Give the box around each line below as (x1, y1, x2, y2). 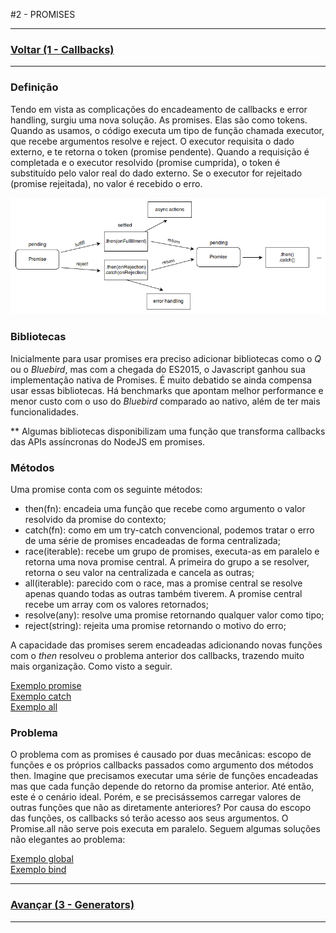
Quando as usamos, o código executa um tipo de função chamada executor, (10, 124, 325, 136)
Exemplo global (10, 853, 74, 865)
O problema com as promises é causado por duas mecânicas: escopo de (10, 749, 312, 761)
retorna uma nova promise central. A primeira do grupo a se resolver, (24, 556, 310, 568)
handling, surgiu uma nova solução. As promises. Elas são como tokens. (10, 114, 308, 126)
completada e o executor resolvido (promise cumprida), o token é (10, 156, 281, 168)
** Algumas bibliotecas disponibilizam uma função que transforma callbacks (10, 425, 326, 437)
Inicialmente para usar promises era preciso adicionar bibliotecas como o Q (10, 352, 322, 364)
